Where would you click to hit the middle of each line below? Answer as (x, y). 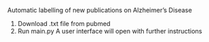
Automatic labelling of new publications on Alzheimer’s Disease (100, 10)
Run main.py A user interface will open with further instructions (110, 31)
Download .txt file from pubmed (64, 23)
